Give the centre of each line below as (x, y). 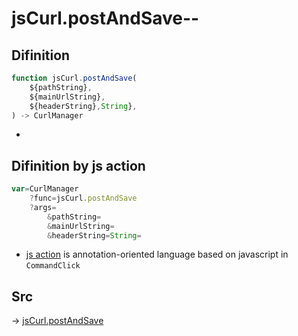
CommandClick (53, 266)
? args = (43, 207)
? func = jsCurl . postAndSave (83, 198)
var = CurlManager (45, 189)
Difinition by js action (78, 165)
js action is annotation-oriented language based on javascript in (157, 254)
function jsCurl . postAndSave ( (74, 78)
